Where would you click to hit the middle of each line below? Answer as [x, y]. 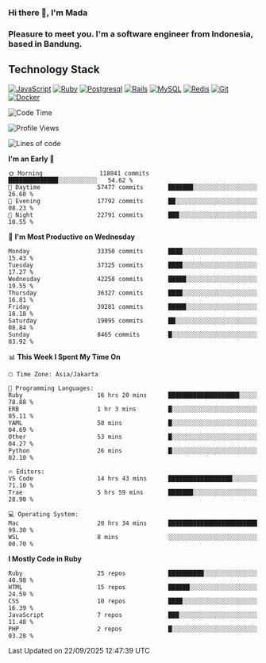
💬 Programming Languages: [51, 388]
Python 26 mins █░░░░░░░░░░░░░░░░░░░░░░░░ [133, 451]
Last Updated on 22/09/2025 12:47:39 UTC [79, 650]
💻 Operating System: [44, 514]
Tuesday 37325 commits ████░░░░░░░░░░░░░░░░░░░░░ [133, 265]
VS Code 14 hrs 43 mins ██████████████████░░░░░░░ [133, 478]
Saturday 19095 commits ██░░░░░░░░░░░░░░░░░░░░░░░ [133, 321]
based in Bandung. [45, 44]
